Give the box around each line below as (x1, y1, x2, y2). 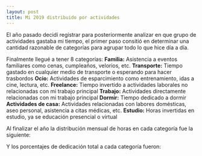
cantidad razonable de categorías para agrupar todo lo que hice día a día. (6, 43, 189, 51)
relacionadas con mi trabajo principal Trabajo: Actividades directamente (6, 87, 186, 95)
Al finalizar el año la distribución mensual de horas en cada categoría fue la (6, 125, 194, 132)
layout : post (6, 8, 39, 15)
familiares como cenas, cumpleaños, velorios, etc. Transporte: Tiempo (6, 61, 183, 69)
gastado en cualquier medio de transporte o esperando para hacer (6, 68, 172, 75)
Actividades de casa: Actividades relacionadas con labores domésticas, (6, 100, 187, 107)
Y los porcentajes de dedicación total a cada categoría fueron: (6, 143, 162, 150)
